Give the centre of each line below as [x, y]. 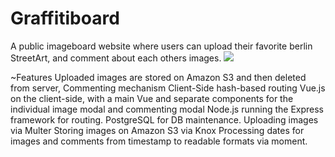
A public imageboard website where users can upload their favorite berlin [161, 46]
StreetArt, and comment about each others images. [116, 58]
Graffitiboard [65, 18]
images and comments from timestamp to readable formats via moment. [159, 141]
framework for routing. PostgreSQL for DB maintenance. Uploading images [164, 119]
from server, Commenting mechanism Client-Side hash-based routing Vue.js [168, 88]
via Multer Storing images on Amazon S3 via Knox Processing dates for [157, 130]
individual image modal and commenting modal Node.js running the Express [167, 109]
